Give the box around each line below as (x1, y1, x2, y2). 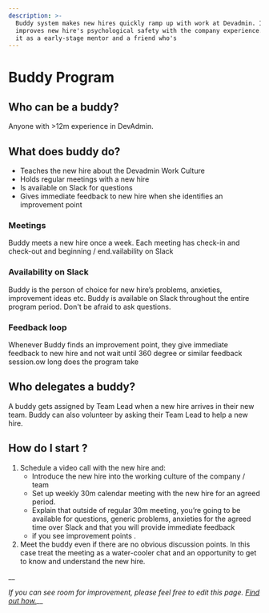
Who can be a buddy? (8, 100, 119, 114)
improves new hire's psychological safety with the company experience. (15, 26, 263, 34)
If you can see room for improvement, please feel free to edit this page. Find (8, 587, 260, 597)
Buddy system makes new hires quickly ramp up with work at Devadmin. (15, 19, 256, 27)
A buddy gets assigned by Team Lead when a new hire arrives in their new (8, 401, 255, 411)
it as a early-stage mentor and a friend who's (15, 34, 178, 42)
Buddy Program (8, 69, 114, 86)
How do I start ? (8, 442, 88, 455)
